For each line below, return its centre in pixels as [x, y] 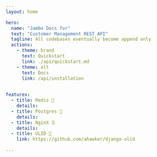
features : [18, 95]
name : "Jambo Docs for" [41, 28]
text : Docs [35, 73]
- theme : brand [35, 51]
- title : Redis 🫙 [33, 100]
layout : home [22, 12]
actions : [22, 45]
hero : [12, 22]
